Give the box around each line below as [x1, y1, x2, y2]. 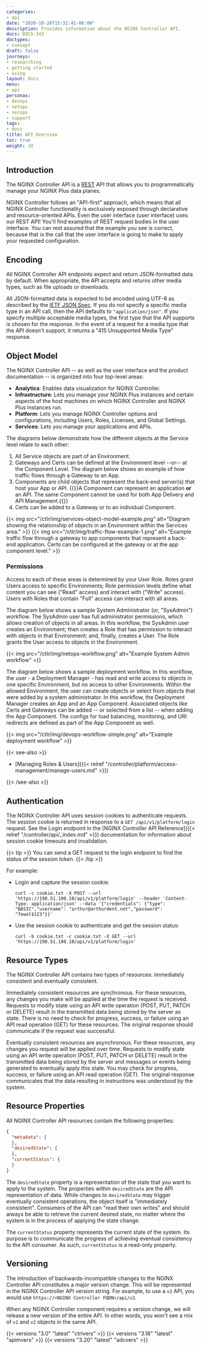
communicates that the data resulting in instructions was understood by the [6, 1077, 193, 1084]
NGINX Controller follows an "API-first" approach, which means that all [6, 199, 181, 206]
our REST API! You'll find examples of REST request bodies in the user [6, 218, 179, 225]
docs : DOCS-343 [6, 31, 44, 37]
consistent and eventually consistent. [6, 977, 98, 984]
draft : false [6, 48, 39, 54]
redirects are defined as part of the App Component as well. [6, 719, 155, 727]
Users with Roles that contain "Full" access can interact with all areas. [6, 595, 179, 602]
